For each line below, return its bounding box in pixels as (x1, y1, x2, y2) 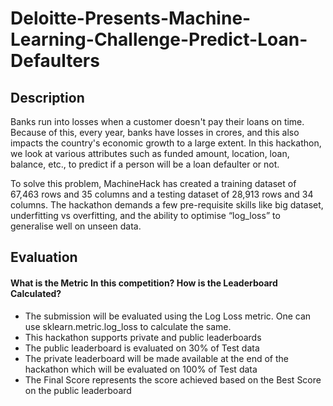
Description (10, 89, 85, 106)
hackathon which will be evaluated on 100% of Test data (24, 363, 258, 375)
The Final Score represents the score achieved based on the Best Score (24, 373, 322, 386)
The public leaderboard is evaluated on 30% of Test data (24, 342, 260, 354)
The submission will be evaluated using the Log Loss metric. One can (24, 310, 312, 322)
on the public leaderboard (24, 384, 132, 396)
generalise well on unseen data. (10, 220, 142, 232)
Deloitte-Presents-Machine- (10, 7, 252, 30)
